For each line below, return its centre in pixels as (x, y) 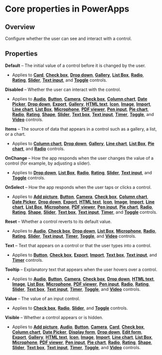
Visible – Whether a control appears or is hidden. (54, 317)
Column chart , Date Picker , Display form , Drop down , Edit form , (77, 332)
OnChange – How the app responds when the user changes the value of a (79, 158)
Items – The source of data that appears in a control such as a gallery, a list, (81, 129)
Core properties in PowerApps (67, 9)
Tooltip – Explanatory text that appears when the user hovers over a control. (81, 269)
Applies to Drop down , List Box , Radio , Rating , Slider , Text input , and (82, 172)
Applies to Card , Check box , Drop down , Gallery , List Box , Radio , (78, 75)
